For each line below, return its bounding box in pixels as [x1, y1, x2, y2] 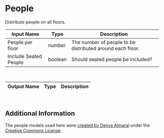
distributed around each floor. [71, 45, 140, 52]
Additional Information [5, 109, 75, 118]
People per [7, 39, 33, 45]
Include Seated [7, 53, 42, 59]
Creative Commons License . [5, 127, 62, 133]
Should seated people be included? [71, 56, 153, 62]
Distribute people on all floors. [5, 19, 66, 25]
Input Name [11, 30, 40, 37]
